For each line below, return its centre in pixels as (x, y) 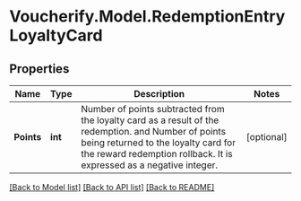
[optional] (267, 137)
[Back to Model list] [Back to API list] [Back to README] (112, 187)
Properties (39, 69)
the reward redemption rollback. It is (156, 154)
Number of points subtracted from (153, 109)
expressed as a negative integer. (149, 165)
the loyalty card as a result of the (150, 120)
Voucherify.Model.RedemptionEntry (147, 17)
